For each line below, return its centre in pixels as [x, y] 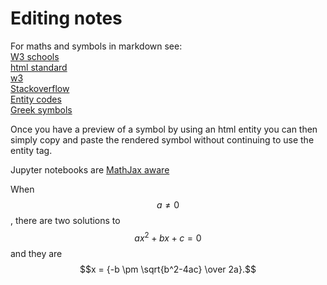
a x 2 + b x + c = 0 [168, 237]
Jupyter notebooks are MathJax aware [90, 169]
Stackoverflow [40, 88]
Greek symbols [41, 109]
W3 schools [35, 56]
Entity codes [36, 99]
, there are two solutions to [65, 220]
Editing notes [66, 18]
